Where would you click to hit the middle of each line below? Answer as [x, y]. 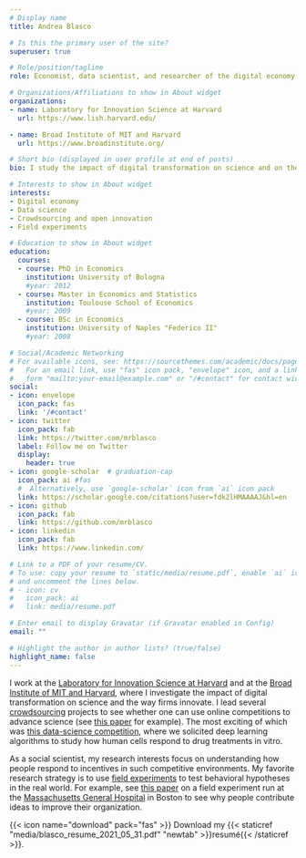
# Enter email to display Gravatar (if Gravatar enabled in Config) [142, 624]
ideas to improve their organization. [76, 807]
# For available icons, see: [65, 361]
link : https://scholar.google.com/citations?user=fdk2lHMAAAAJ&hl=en [152, 497]
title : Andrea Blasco [51, 26]
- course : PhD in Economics [71, 269]
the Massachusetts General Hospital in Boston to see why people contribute [152, 797]
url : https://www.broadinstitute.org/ [92, 143]
